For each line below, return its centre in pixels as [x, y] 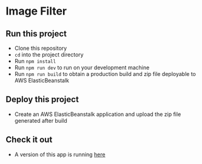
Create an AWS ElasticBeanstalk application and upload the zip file [98, 114]
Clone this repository [41, 48]
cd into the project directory [49, 55]
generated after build [41, 120]
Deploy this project [42, 99]
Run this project [36, 34]
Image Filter [36, 11]
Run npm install [35, 61]
